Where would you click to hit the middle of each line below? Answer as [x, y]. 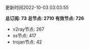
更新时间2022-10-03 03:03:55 [37, 7]
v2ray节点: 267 [28, 29]
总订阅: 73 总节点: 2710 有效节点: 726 [45, 18]
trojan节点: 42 [27, 42]
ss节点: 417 [24, 35]
